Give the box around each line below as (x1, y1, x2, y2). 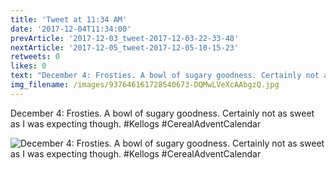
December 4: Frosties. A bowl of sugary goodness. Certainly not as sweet (10, 107, 315, 119)
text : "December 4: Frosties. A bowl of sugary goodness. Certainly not (10, 71, 320, 81)
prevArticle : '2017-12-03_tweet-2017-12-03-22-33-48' (10, 33, 240, 43)
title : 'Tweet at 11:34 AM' (10, 14, 128, 25)
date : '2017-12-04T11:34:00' (10, 24, 132, 34)
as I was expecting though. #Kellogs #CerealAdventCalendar (10, 117, 262, 130)
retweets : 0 (10, 52, 60, 62)
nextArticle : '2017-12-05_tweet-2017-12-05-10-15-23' (10, 42, 240, 53)
